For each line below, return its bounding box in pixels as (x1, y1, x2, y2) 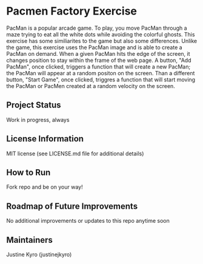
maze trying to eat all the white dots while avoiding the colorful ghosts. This (6, 30, 195, 38)
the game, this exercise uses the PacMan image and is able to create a (6, 44, 183, 51)
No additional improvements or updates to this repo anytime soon (6, 217, 170, 225)
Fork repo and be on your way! (6, 183, 83, 191)
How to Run (6, 167, 51, 177)
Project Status (6, 100, 62, 110)
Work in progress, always (6, 116, 70, 123)
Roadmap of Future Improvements (6, 201, 138, 211)
